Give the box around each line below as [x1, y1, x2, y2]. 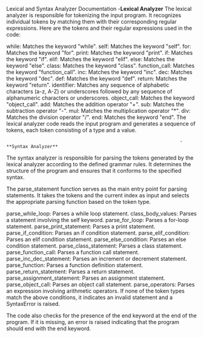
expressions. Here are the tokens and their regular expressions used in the [6, 24, 193, 32]
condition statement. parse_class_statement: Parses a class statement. [6, 242, 183, 249]
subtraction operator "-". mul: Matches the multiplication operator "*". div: [6, 107, 191, 114]
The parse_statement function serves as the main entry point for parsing [6, 185, 187, 192]
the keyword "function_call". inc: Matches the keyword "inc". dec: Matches [6, 69, 193, 75]
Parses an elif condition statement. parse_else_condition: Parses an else [6, 236, 187, 243]
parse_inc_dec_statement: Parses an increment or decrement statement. [6, 255, 187, 262]
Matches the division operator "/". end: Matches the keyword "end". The [6, 113, 187, 121]
